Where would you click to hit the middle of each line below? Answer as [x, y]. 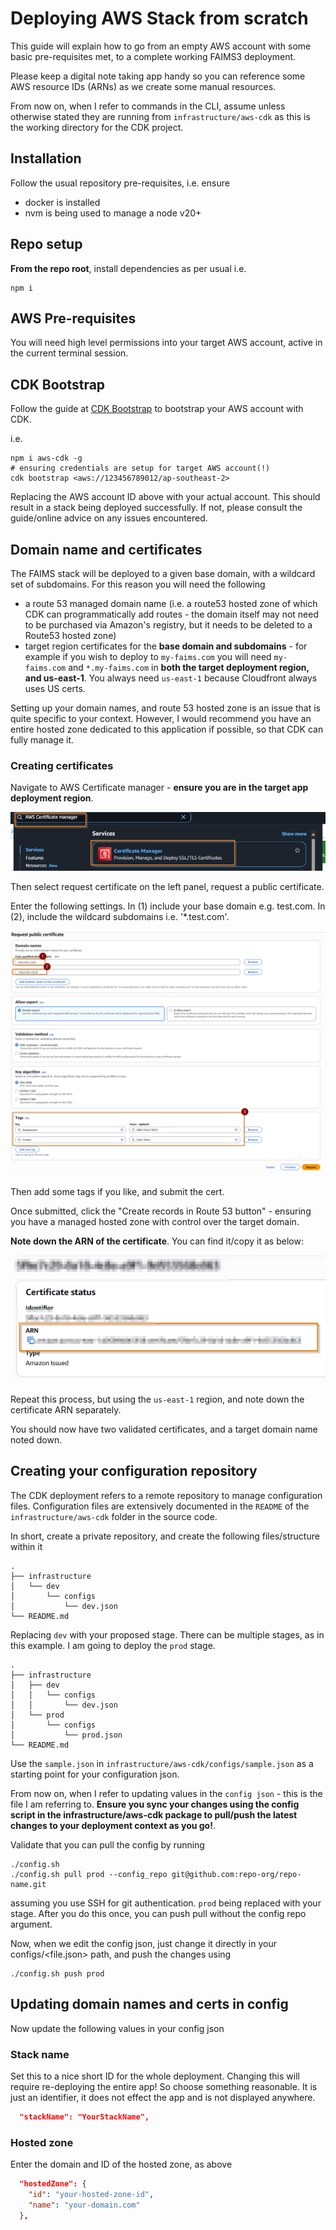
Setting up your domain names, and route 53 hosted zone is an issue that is [165, 708]
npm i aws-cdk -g [46, 458]
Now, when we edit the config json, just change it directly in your [143, 1943]
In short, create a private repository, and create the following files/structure [165, 1536]
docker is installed [62, 202]
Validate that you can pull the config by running [107, 1844]
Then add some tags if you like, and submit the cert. [117, 1191]
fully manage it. [42, 740]
